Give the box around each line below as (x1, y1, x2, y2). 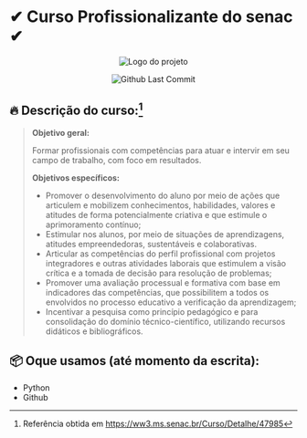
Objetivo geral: (31, 127, 90, 138)
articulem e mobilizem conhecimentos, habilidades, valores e (45, 199, 276, 211)
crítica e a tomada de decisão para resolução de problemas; (45, 267, 272, 278)
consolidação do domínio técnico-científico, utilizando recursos (45, 316, 286, 327)
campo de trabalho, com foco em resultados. (31, 154, 202, 165)
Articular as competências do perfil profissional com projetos (45, 248, 276, 259)
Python (22, 381, 50, 393)
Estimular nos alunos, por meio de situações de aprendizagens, (45, 228, 285, 239)
